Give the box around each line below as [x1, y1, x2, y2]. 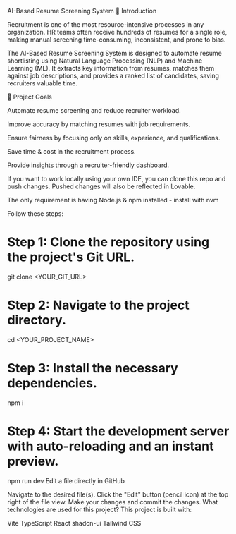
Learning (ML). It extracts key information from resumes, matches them [7, 64, 215, 72]
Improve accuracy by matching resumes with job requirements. [7, 120, 191, 128]
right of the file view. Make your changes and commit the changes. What [7, 497, 218, 506]
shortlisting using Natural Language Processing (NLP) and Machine [7, 56, 203, 65]
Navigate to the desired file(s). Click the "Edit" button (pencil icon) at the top [7, 490, 229, 499]
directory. [7, 312, 67, 328]
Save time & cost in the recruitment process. [7, 147, 136, 155]
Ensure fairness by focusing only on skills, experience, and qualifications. [7, 134, 221, 142]
